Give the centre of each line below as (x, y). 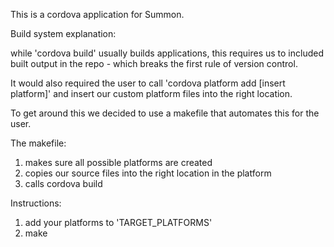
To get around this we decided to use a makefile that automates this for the (165, 113)
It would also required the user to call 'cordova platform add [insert (148, 83)
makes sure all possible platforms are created (118, 162)
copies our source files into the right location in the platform (148, 173)
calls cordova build (63, 183)
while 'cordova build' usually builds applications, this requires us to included (167, 53)
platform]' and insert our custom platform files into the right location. (151, 93)
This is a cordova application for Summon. (97, 14)
